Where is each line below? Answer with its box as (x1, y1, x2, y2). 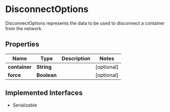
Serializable (12, 102, 37, 108)
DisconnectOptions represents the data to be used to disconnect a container (5, 20, 165, 26)
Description (61, 55, 91, 62)
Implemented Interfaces (5, 89, 83, 97)
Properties (5, 40, 39, 49)
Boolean (36, 71, 57, 78)
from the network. (5, 25, 43, 31)
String (36, 63, 52, 70)
